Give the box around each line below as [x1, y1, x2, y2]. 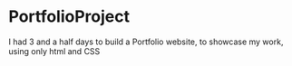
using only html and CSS [8, 45, 101, 56]
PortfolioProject [8, 6, 131, 27]
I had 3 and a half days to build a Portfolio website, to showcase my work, [8, 36, 284, 47]
